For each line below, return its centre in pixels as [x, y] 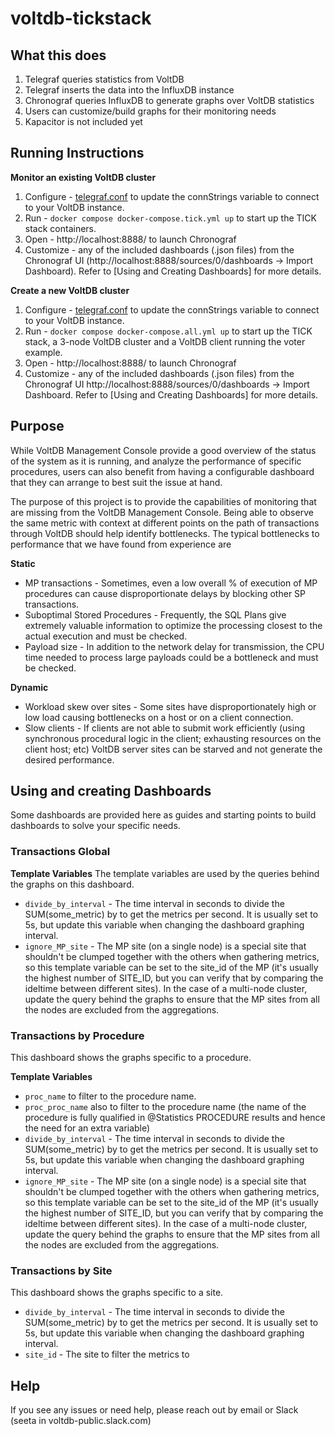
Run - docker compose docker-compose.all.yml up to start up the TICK [168, 331]
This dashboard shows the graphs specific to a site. [117, 1293]
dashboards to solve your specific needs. [95, 826]
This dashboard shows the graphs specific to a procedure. [131, 1058]
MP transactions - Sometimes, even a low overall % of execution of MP [171, 583]
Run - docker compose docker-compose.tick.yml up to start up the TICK [170, 218]
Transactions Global [60, 852]
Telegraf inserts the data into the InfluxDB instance [129, 90]
